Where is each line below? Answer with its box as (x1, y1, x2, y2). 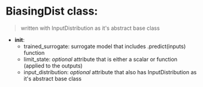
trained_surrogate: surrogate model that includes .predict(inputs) (23, 43, 186, 50)
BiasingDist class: (5, 4, 98, 18)
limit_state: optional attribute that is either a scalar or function (23, 55, 177, 63)
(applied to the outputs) (23, 62, 83, 69)
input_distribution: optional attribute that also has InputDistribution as (23, 68, 197, 75)
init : (14, 36, 25, 43)
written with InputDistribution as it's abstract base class (20, 24, 160, 32)
